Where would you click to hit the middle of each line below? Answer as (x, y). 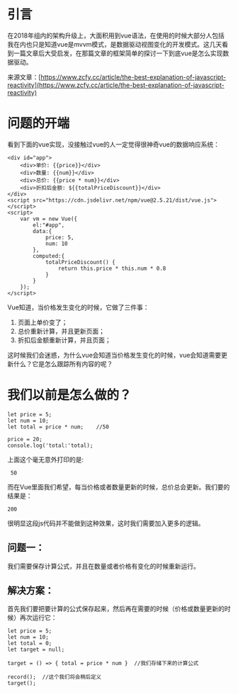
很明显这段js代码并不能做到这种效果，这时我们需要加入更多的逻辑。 (106, 523)
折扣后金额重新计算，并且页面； (64, 340)
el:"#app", (49, 225)
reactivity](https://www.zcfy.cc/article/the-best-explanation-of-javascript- (116, 85)
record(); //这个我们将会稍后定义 (54, 677)
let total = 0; (30, 644)
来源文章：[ (24, 77)
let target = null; (36, 650)
